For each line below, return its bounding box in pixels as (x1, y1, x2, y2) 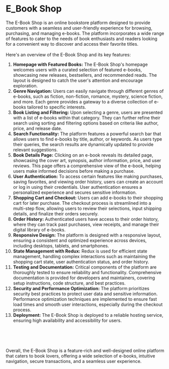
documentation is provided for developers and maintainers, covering (13, 275, 155, 281)
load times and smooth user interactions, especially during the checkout (13, 301, 163, 307)
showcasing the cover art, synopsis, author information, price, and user (13, 157, 161, 163)
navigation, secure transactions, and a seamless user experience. (6, 358, 142, 364)
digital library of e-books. (13, 226, 66, 232)
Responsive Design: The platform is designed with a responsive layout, (13, 232, 161, 238)
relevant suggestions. (13, 147, 58, 153)
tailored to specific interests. (27, 104, 87, 110)
